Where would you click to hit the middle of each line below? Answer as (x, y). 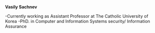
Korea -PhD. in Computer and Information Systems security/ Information (78, 21)
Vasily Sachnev (21, 7)
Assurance (16, 26)
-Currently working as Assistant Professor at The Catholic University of (77, 16)
